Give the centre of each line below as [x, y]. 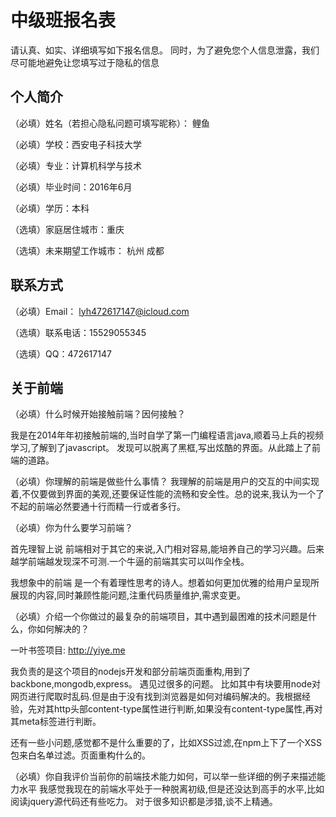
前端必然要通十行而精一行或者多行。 [111, 507]
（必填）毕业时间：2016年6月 [71, 187]
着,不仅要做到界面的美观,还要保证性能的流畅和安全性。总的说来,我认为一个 [163, 494]
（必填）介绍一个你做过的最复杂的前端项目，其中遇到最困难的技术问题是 [159, 617]
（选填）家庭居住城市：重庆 [67, 229]
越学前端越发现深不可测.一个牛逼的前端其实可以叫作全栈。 [130, 562]
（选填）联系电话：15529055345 [78, 332]
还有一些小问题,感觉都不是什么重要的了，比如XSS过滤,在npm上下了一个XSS [166, 743]
